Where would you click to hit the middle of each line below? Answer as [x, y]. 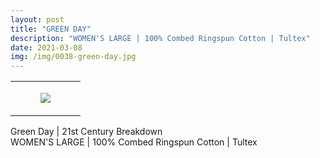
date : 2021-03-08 [46, 47]
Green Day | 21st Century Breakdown [86, 132]
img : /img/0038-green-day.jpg [73, 57]
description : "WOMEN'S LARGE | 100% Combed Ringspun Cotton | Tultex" [160, 38]
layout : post [37, 19]
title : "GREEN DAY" [51, 29]
